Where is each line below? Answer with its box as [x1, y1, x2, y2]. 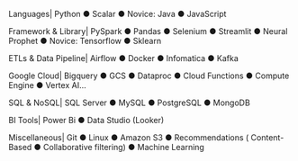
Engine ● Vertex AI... [8, 80, 86, 90]
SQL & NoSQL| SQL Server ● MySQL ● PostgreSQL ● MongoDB [8, 97, 251, 108]
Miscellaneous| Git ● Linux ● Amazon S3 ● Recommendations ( [8, 132, 249, 143]
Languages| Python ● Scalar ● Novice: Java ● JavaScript [8, 9, 227, 19]
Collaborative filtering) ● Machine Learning [42, 142, 204, 152]
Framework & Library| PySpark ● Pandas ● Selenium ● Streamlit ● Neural [8, 26, 288, 36]
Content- [250, 132, 284, 143]
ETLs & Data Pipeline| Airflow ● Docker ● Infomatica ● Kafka [8, 53, 239, 63]
